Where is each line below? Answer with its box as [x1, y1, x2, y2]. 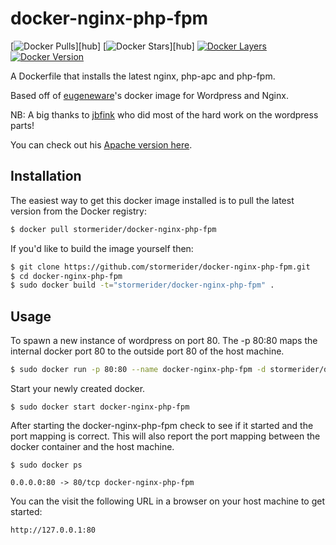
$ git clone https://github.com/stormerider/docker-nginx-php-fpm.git [10, 262, 311, 272]
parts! [10, 119, 35, 131]
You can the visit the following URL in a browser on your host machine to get [10, 495, 326, 507]
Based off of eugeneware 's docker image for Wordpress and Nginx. [10, 89, 289, 101]
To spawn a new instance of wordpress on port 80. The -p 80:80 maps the [10, 335, 318, 347]
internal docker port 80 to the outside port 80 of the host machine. [10, 345, 285, 357]
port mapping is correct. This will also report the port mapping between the [10, 430, 321, 442]
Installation [10, 168, 82, 185]
